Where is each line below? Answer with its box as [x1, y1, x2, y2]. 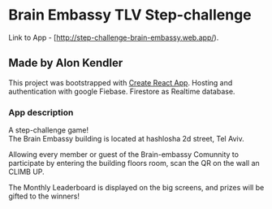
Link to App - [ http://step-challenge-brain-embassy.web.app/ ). [8, 33, 219, 42]
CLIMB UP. [8, 167, 45, 176]
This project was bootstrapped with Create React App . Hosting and [8, 77, 233, 87]
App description [8, 107, 74, 118]
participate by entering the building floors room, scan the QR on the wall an [8, 159, 260, 168]
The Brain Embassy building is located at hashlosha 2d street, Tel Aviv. [8, 134, 245, 144]
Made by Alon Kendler [8, 56, 123, 70]
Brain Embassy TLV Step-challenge [8, 6, 252, 24]
